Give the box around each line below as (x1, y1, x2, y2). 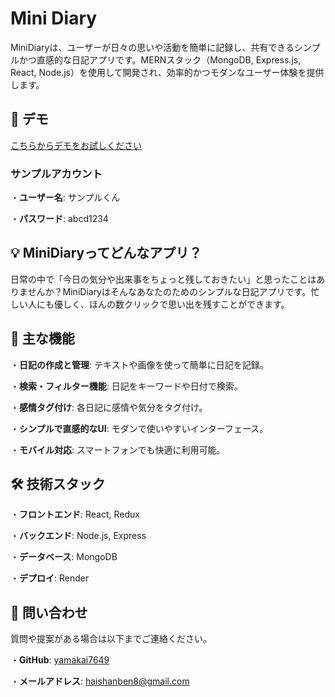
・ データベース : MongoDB (10, 551, 118, 563)
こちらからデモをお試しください (10, 139, 142, 151)
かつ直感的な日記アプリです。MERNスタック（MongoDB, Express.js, (18, 53, 302, 66)
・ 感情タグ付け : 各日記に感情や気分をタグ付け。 (10, 401, 208, 413)
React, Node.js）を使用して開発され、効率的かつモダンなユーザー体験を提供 (10, 66, 325, 78)
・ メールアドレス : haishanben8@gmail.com (10, 675, 190, 687)
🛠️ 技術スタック (10, 476, 106, 493)
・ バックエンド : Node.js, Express (10, 530, 147, 542)
